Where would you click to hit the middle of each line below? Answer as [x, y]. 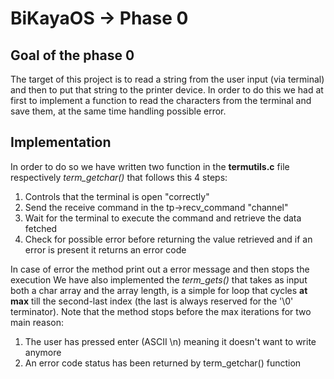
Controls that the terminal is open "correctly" [117, 196]
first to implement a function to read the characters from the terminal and [161, 100]
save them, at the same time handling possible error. [118, 111]
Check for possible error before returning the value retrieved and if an [168, 239]
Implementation [61, 142]
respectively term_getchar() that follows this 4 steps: [119, 177]
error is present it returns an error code [105, 249]
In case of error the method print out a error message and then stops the [160, 269]
